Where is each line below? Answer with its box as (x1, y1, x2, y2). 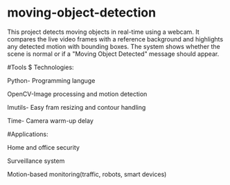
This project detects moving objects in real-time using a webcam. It (7, 28, 200, 36)
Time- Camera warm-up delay (7, 116, 94, 125)
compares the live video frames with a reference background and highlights (7, 35, 224, 43)
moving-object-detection (7, 5, 157, 21)
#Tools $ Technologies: (7, 63, 74, 71)
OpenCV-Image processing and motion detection (7, 90, 148, 98)
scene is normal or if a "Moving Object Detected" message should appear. (7, 50, 220, 58)
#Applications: (7, 130, 48, 138)
